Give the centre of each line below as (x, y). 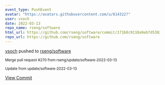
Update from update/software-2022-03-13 (41, 69)
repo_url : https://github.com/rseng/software (52, 37)
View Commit (19, 78)
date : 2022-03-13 (23, 23)
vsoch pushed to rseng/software (38, 51)
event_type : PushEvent (28, 10)
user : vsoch (17, 19)
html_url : (15, 32)
